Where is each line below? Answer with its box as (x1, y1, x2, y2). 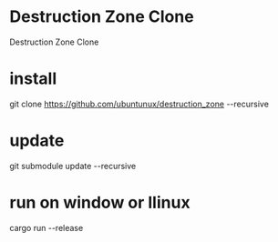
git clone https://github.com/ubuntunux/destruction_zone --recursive (9, 98, 269, 109)
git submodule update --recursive (9, 160, 137, 171)
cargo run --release (9, 222, 84, 233)
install (9, 68, 57, 89)
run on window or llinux (9, 193, 190, 213)
